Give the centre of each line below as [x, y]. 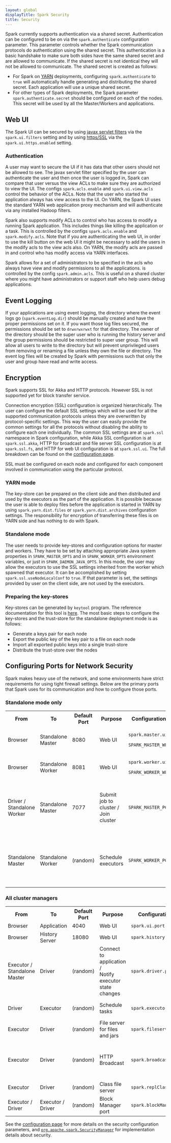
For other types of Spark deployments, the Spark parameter [75, 93]
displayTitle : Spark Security [37, 15]
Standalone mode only [34, 702]
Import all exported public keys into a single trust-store [70, 645]
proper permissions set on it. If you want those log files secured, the [77, 324]
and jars [109, 1036]
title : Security [22, 19]
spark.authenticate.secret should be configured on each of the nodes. [88, 98]
